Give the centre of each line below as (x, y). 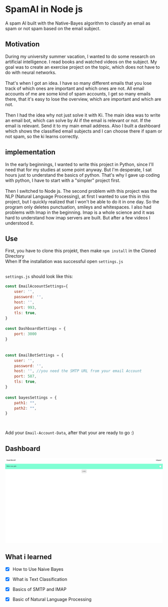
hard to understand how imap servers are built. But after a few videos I (78, 217)
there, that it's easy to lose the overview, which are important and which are (83, 99)
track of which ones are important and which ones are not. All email (75, 88)
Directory (15, 256)
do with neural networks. (31, 72)
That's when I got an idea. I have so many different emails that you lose (78, 83)
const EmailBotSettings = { (34, 355)
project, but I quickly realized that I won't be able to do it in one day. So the (82, 201)
